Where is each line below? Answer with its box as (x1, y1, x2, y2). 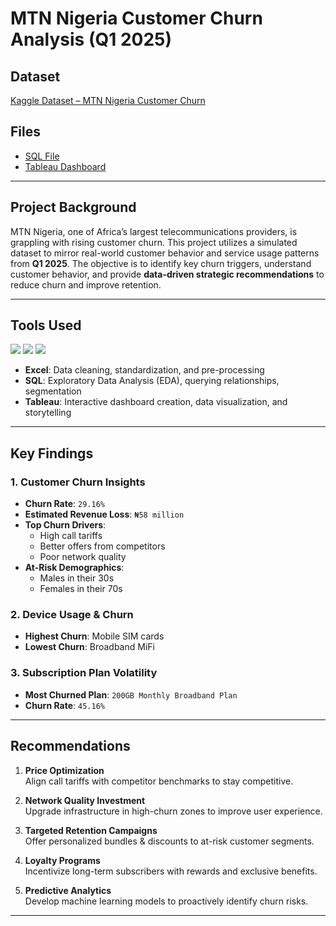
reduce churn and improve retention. (10, 278, 162, 291)
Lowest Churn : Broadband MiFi (24, 641, 155, 653)
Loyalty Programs (24, 854, 101, 866)
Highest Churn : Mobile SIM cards (24, 630, 165, 642)
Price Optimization (24, 764, 105, 776)
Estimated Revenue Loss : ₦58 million (24, 508, 185, 521)
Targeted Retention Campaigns (24, 824, 158, 836)
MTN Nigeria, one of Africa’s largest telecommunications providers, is (10, 225, 298, 237)
